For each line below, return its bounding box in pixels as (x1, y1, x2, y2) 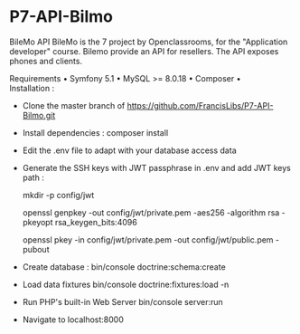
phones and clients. (9, 55, 83, 66)
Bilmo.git (22, 110, 56, 120)
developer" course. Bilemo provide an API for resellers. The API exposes (9, 45, 279, 56)
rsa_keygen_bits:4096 (54, 216, 137, 227)
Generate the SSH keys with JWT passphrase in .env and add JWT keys (22, 162, 291, 173)
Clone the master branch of (22, 100, 126, 110)
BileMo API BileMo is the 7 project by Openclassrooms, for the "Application (9, 36, 288, 47)
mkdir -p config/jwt (22, 189, 95, 200)
